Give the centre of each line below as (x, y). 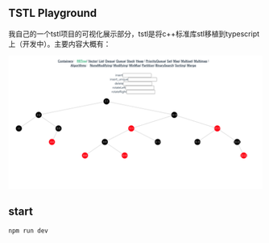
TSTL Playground (53, 13)
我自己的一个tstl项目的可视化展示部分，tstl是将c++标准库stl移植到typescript (134, 34)
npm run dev (28, 231)
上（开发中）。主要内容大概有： (60, 44)
